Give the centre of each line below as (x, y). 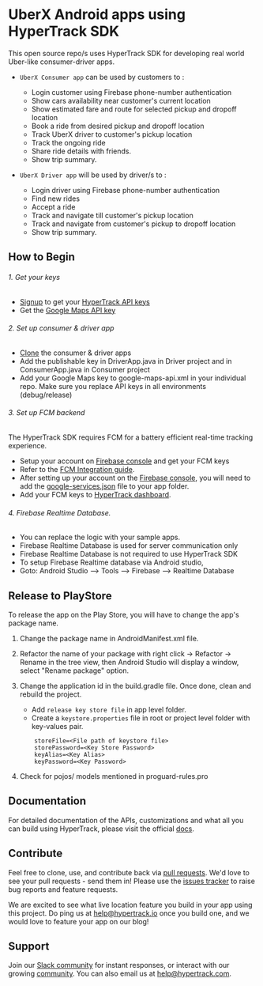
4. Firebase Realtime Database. (60, 512)
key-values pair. (57, 726)
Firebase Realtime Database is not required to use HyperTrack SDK (129, 554)
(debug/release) (46, 395)
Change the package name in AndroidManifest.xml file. (109, 638)
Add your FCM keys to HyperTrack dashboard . (95, 494)
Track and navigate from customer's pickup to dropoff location (133, 224)
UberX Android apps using (97, 15)
